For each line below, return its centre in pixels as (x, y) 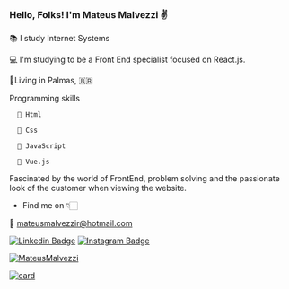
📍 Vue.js (34, 162)
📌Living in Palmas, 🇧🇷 (51, 81)
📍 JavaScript (42, 146)
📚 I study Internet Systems (60, 39)
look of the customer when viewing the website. (98, 188)
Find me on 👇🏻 (50, 206)
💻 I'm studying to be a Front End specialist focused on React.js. (127, 60)
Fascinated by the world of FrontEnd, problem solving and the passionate (144, 179)
